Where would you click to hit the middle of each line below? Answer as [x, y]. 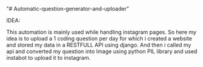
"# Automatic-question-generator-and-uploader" [68, 9]
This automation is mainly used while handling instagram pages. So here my [101, 32]
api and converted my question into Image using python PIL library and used [102, 51]
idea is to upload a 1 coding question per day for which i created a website [99, 38]
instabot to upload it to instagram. [49, 58]
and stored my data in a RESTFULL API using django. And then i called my [99, 45]
